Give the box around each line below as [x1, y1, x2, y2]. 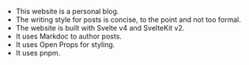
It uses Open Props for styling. [15, 40, 115, 49]
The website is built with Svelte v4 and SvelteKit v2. [15, 23, 185, 32]
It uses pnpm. [15, 49, 61, 57]
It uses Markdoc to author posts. [15, 31, 123, 41]
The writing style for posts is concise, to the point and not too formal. [15, 15, 241, 24]
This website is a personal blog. [15, 7, 119, 16]
